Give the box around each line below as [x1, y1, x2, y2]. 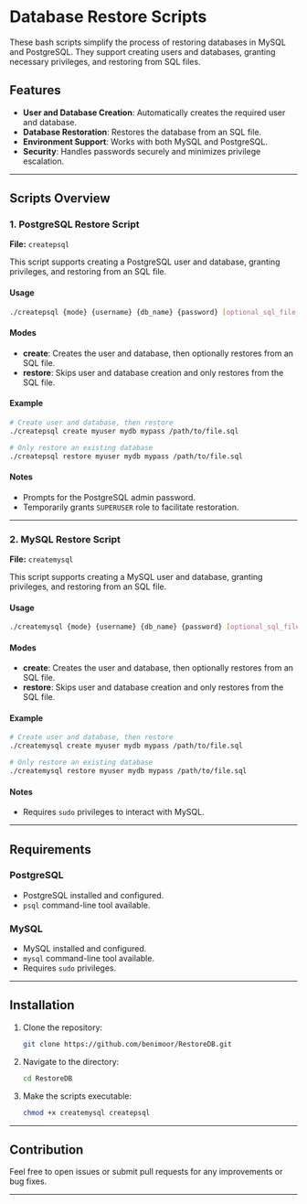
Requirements [9, 842, 91, 857]
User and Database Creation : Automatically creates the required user [22, 107, 286, 118]
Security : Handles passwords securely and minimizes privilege [22, 145, 261, 156]
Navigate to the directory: [22, 1056, 120, 1067]
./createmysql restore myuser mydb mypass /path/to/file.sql [9, 767, 248, 776]
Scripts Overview [9, 190, 111, 207]
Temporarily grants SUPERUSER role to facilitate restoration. [22, 501, 239, 512]
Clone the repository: [22, 1022, 103, 1033]
